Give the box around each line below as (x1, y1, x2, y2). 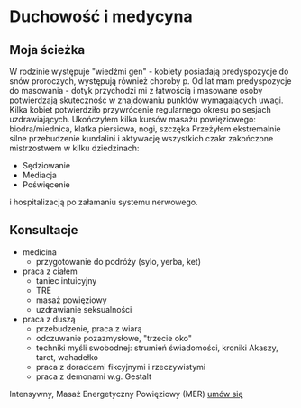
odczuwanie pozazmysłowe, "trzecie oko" (35, 332, 192, 343)
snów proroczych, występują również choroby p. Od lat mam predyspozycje (9, 76, 292, 86)
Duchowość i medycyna (9, 6, 193, 27)
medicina (22, 246, 57, 258)
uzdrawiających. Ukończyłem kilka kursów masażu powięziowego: (9, 114, 257, 124)
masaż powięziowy (35, 295, 107, 305)
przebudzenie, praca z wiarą (35, 322, 142, 334)
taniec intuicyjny (35, 275, 97, 286)
